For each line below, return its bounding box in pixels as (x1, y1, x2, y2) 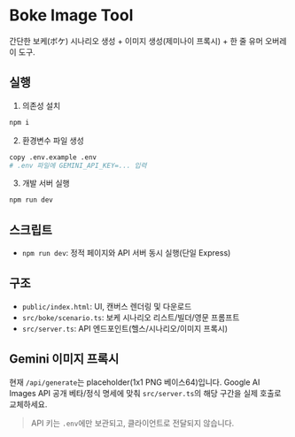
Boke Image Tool (9, 5, 134, 26)
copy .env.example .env (9, 152, 97, 162)
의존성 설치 (21, 100, 61, 111)
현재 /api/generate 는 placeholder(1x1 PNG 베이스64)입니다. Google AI (9, 377, 260, 387)
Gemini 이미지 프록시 (9, 351, 120, 367)
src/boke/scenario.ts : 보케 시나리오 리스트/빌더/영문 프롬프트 (21, 311, 240, 323)
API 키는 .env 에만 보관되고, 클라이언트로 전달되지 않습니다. (30, 418, 235, 428)
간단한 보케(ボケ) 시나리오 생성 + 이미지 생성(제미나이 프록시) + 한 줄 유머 (9, 35, 264, 46)
